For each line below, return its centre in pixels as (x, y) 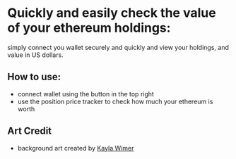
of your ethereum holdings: (89, 28)
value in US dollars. (35, 55)
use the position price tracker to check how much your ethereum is (115, 101)
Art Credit (30, 131)
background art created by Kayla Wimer (76, 148)
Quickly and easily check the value (112, 13)
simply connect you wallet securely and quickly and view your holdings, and (118, 47)
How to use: (34, 77)
